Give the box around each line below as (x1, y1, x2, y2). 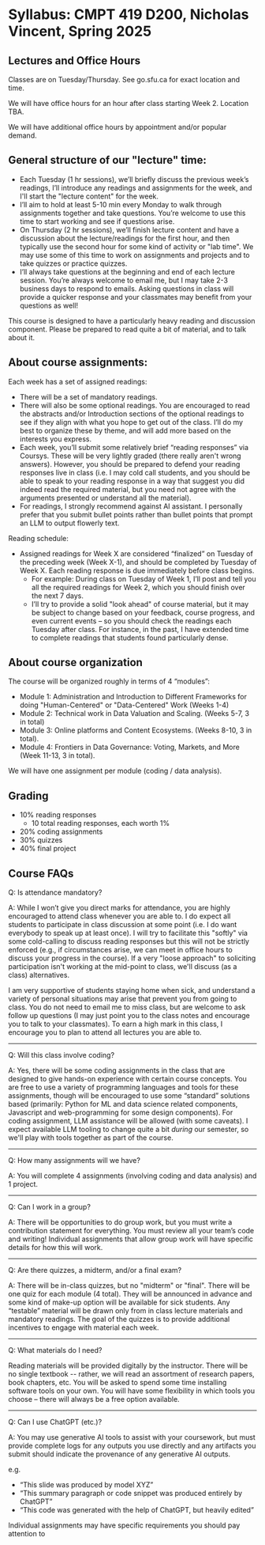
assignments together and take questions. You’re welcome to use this (19, 208, 246, 218)
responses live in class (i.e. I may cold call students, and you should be (19, 468, 251, 477)
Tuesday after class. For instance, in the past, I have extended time (31, 624, 249, 634)
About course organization (8, 656, 144, 669)
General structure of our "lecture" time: (8, 153, 207, 167)
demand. (8, 131, 37, 140)
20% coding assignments (19, 827, 103, 836)
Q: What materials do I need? (8, 1346, 103, 1355)
